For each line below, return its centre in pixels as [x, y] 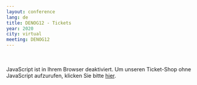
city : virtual [24, 34]
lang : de [17, 17]
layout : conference [31, 12]
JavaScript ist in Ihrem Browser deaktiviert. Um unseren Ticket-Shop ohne [99, 69]
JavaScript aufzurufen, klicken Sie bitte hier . [61, 76]
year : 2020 [20, 28]
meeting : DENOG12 [28, 40]
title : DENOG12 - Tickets [39, 23]
